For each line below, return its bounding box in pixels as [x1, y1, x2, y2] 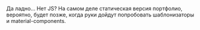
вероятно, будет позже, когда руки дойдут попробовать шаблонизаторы [6, 11, 195, 18]
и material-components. [6, 18, 66, 24]
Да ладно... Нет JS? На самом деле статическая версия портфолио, [6, 5, 182, 12]
